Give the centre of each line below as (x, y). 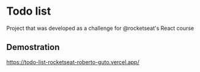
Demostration (33, 47)
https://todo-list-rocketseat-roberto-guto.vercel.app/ (73, 62)
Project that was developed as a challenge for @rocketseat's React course (100, 28)
